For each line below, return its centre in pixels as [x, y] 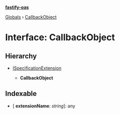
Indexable [21, 94]
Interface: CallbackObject [60, 38]
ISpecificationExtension [37, 68]
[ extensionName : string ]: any [44, 106]
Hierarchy [21, 56]
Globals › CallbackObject [31, 17]
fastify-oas [17, 7]
